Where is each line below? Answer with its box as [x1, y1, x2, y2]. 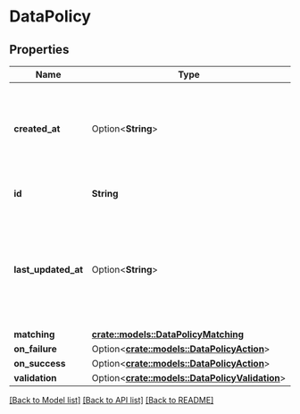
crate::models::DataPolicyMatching [91, 328, 244, 341]
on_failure [13, 342, 58, 355]
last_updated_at [13, 264, 83, 275]
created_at [13, 123, 61, 135]
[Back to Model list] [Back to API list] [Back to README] [9, 395, 214, 405]
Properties [9, 42, 70, 57]
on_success [13, 358, 66, 369]
